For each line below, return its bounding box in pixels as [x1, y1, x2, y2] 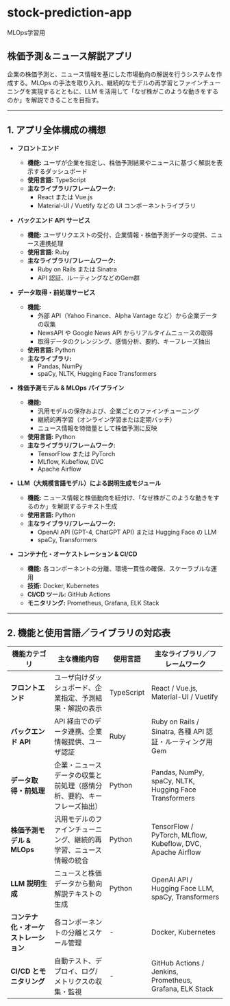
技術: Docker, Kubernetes [27, 581, 99, 590]
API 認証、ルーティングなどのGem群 [37, 273, 140, 282]
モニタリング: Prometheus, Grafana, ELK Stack [27, 599, 159, 607]
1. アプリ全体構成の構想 [7, 124, 106, 136]
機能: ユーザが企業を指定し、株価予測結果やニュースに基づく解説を [27, 158, 217, 166]
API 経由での [53, 717, 94, 726]
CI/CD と [10, 967, 40, 976]
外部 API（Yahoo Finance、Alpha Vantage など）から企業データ [37, 311, 218, 320]
